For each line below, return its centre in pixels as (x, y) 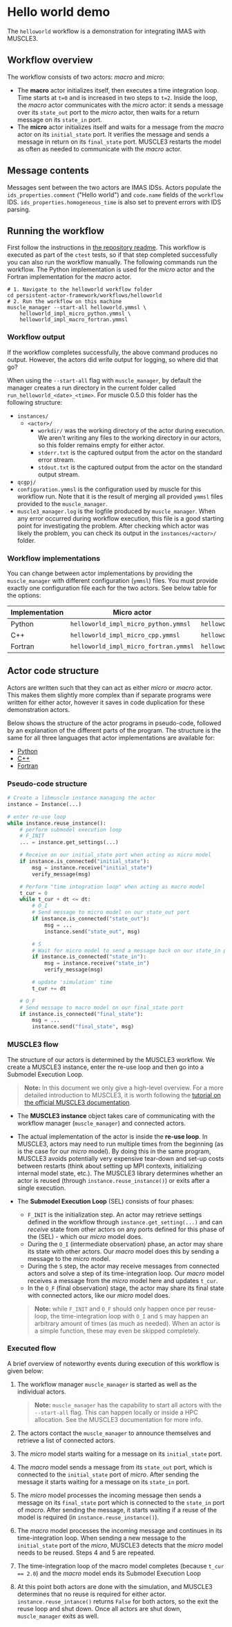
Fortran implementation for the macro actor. (69, 277)
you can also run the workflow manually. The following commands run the (112, 262)
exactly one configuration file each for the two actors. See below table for (112, 588)
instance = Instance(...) (44, 804)
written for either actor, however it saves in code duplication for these (106, 702)
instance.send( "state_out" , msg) (92, 932)
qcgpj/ (27, 482)
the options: (24, 595)
